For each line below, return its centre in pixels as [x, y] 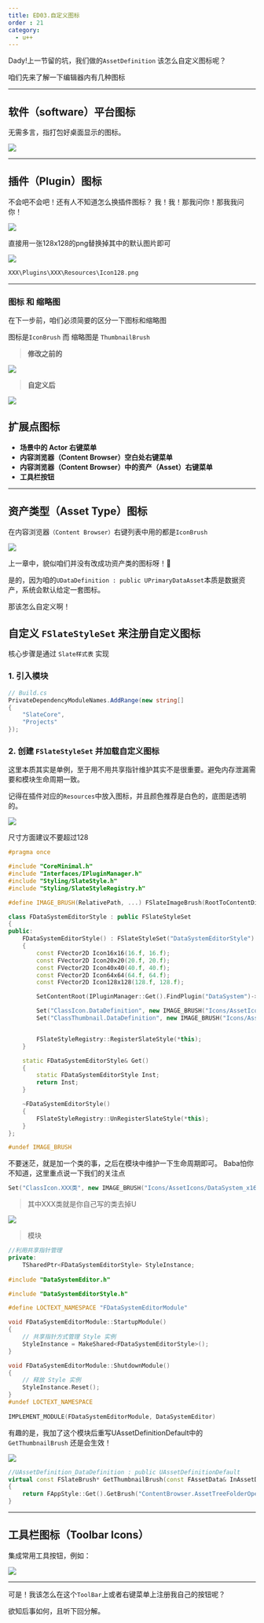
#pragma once [29, 852]
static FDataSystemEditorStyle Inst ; [98, 1075]
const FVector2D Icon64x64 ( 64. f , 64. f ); [103, 975]
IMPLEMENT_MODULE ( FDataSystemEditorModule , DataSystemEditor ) [112, 1416]
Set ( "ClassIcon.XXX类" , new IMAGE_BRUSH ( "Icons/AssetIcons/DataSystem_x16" [134, 1188]
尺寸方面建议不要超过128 [48, 837]
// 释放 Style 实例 [51, 1380]
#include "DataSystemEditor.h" [59, 1280]
